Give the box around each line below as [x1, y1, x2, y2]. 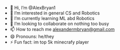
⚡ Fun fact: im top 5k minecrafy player [10, 39, 89, 45]
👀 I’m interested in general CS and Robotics [10, 10, 100, 16]
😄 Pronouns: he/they [10, 33, 54, 39]
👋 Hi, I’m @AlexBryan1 [10, 5, 56, 10]
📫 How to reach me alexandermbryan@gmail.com [10, 26, 115, 32]
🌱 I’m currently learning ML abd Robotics [10, 15, 94, 21]
